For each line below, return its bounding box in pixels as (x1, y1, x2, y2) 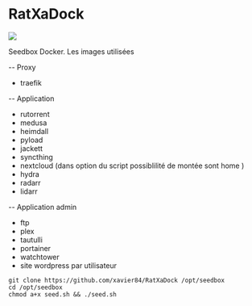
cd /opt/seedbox (8, 283, 63, 291)
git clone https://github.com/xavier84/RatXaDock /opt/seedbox (8, 276, 225, 284)
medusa (19, 118, 48, 128)
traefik (19, 78, 42, 87)
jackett (19, 143, 43, 153)
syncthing (19, 152, 54, 161)
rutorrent (19, 109, 50, 119)
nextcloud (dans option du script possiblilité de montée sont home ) (19, 161, 245, 170)
